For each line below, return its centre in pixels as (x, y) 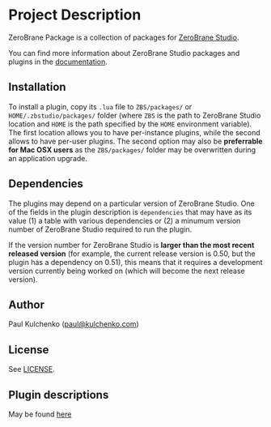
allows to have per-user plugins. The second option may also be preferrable (135, 141)
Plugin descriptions (59, 395)
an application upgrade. (48, 158)
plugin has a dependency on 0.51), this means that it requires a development (135, 262)
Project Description (75, 15)
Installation (37, 87)
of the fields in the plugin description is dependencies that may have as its (130, 211)
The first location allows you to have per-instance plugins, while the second (134, 132)
